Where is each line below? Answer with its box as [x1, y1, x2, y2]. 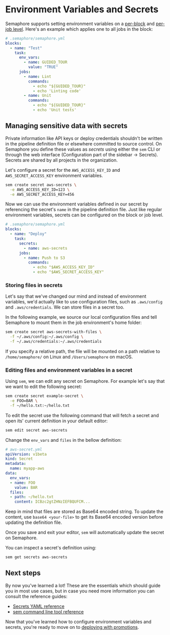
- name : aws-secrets [24, 245, 68, 251]
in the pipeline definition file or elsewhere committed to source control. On [5, 140, 162, 147]
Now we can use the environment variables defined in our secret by [5, 201, 148, 207]
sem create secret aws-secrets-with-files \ [5, 330, 102, 335]
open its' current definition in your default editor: [5, 418, 108, 424]
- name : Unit [24, 93, 52, 98]
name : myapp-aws [10, 466, 45, 471]
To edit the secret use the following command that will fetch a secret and [5, 412, 159, 418]
